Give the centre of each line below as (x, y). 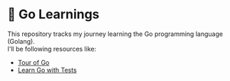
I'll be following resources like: (52, 49)
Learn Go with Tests (47, 70)
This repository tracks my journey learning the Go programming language (115, 34)
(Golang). (21, 41)
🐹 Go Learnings (53, 14)
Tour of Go (33, 62)
